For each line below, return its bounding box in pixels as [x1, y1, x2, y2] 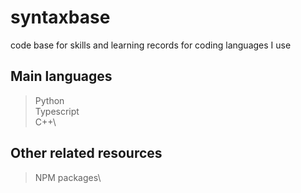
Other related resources [10, 145, 163, 162]
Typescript [34, 105, 80, 117]
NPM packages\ [34, 171, 102, 183]
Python [34, 94, 65, 106]
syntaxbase [10, 6, 111, 29]
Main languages [10, 68, 113, 85]
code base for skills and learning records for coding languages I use [10, 39, 292, 51]
